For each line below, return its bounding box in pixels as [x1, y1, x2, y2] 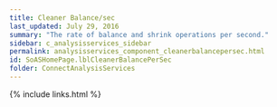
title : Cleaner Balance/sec [9, 13, 116, 23]
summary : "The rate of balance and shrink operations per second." [9, 30, 270, 39]
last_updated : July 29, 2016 [9, 22, 119, 31]
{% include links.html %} [9, 88, 101, 100]
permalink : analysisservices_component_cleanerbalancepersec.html [9, 47, 265, 56]
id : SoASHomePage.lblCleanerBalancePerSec [9, 55, 172, 64]
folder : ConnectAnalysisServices [9, 64, 136, 73]
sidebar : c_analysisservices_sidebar [9, 38, 152, 48]
